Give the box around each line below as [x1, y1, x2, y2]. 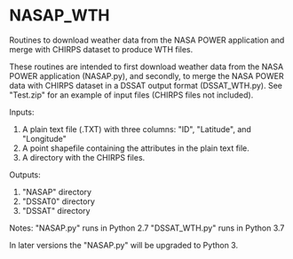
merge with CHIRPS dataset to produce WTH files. [9, 43, 194, 54]
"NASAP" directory [21, 186, 91, 197]
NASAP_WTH [9, 5, 110, 26]
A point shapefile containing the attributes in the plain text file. [21, 143, 250, 153]
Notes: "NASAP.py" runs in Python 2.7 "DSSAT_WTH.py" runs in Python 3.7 [9, 223, 285, 233]
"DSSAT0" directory [21, 196, 96, 207]
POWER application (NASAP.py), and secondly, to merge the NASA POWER [9, 70, 284, 81]
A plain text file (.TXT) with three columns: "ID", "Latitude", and [21, 123, 251, 134]
